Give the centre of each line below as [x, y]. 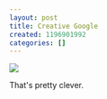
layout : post [34, 18]
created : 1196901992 [48, 34]
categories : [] [38, 43]
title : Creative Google [54, 26]
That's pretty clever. [46, 85]
